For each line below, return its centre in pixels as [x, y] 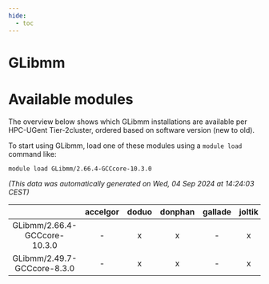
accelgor [102, 211]
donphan [177, 211]
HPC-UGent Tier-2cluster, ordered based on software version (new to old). [131, 130]
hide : [17, 16]
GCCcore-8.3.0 [45, 268]
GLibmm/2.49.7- [45, 258]
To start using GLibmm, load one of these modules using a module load [125, 146]
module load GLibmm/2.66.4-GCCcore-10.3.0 [80, 169]
